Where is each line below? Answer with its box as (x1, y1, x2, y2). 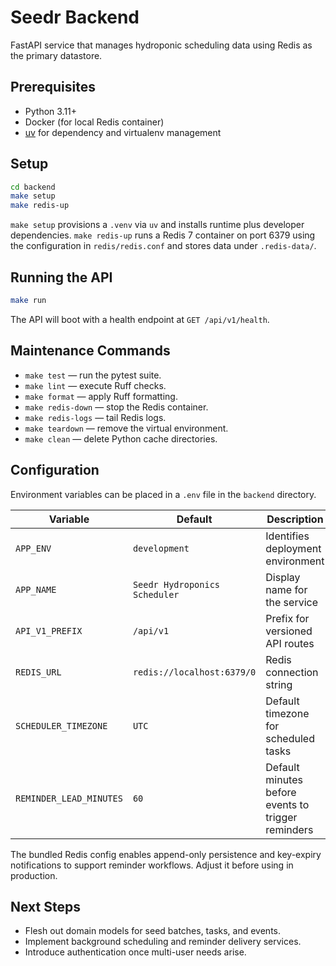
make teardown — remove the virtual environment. (24, 422, 229, 434)
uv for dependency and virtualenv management (24, 126, 222, 138)
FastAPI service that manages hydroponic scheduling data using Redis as (10, 39, 313, 51)
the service (265, 595, 318, 609)
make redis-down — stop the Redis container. (24, 401, 209, 413)
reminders (265, 822, 314, 836)
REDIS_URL (15, 666, 62, 678)
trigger (265, 810, 298, 824)
